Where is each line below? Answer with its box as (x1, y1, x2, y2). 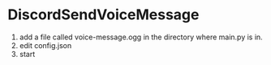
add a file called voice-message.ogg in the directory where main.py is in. (19, 32, 263, 42)
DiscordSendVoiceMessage (7, 6, 200, 24)
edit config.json (19, 40, 72, 50)
